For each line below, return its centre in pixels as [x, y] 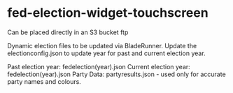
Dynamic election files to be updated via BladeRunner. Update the [102, 45]
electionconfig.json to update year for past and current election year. [106, 53]
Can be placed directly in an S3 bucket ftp [68, 32]
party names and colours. [44, 81]
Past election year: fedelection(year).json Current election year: [99, 66]
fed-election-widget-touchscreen [108, 13]
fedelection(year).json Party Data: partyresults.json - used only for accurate [116, 74]
